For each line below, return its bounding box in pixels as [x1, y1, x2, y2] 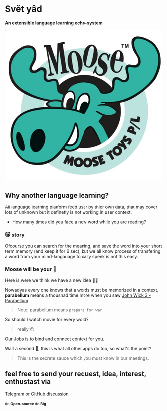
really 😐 [17, 326, 35, 332]
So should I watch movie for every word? [5, 316, 89, 322]
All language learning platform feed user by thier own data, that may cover [5, 204, 158, 210]
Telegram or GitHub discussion [5, 391, 69, 397]
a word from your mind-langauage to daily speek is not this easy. [5, 253, 138, 259]
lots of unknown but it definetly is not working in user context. [5, 209, 132, 215]
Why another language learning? [5, 191, 109, 200]
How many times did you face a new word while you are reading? [12, 219, 146, 225]
